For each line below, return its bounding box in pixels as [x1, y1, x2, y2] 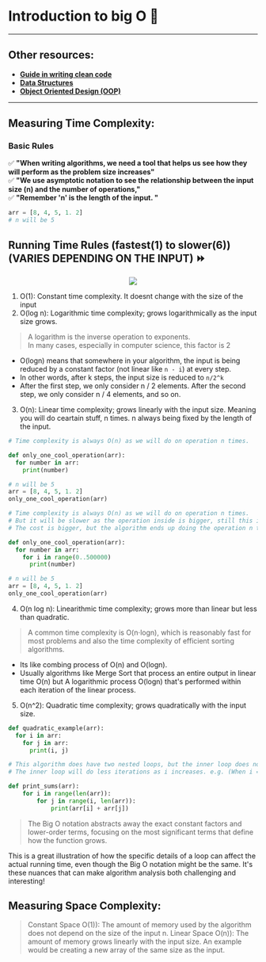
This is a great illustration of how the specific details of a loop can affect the [8, 851, 256, 861]
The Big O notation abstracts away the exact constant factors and [27, 819, 242, 828]
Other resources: [8, 48, 94, 62]
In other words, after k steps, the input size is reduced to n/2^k [19, 372, 224, 382]
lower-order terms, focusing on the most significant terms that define [27, 827, 254, 837]
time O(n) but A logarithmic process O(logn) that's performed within [19, 677, 241, 686]
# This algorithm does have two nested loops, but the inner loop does [8, 761, 249, 769]
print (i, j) [28, 746, 69, 754]
